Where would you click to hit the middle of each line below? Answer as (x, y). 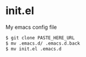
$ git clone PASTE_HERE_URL (40, 38)
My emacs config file (31, 27)
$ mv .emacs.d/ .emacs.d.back (43, 43)
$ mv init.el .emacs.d (34, 49)
